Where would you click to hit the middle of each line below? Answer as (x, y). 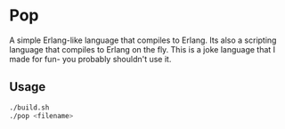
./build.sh (29, 108)
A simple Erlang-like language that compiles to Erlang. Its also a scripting (143, 40)
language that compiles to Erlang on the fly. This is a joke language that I (142, 49)
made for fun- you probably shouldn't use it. (90, 59)
